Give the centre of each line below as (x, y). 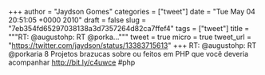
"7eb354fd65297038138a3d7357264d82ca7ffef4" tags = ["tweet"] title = (129, 28)
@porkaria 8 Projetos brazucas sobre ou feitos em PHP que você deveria (129, 54)
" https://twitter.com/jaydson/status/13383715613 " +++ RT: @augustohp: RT (132, 45)
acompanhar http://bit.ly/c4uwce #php (72, 62)
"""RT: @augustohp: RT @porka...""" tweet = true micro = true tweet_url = (130, 37)
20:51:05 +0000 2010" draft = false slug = (77, 20)
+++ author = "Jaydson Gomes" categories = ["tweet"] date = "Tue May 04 (132, 12)
